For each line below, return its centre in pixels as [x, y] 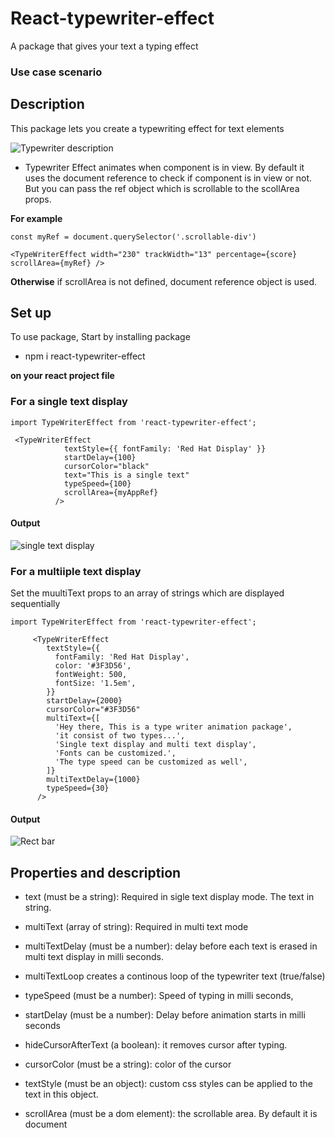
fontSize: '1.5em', [95, 683]
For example [36, 218]
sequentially [35, 604]
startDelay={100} [100, 457]
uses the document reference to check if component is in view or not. [168, 178]
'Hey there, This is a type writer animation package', [173, 727]
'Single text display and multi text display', [155, 745]
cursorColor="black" [106, 466]
